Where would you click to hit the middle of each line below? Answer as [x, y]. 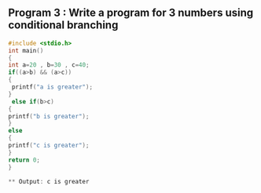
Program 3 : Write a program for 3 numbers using [131, 13]
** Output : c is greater [49, 181]
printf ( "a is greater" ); [52, 87]
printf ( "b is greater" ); [49, 116]
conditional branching [63, 25]
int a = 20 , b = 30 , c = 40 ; [49, 65]
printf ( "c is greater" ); [49, 146]
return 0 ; [24, 160]
